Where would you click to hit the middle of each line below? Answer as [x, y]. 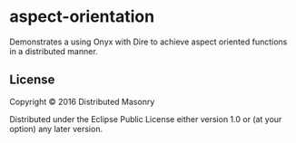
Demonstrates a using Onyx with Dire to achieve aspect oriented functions [148, 42]
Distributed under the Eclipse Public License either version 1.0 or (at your [146, 119]
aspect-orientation [82, 17]
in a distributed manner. [54, 51]
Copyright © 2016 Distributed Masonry [82, 101]
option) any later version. [56, 129]
